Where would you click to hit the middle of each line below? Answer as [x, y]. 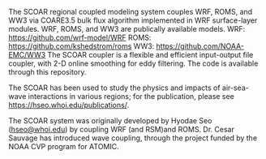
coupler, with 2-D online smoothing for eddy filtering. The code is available [133, 63]
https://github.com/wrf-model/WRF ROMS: [80, 37]
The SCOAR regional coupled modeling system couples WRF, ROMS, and [131, 12]
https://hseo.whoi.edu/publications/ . [69, 105]
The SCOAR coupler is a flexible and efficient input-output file [150, 55]
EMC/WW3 [27, 55]
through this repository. [47, 72]
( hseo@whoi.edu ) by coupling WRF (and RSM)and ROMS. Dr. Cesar [122, 129]
